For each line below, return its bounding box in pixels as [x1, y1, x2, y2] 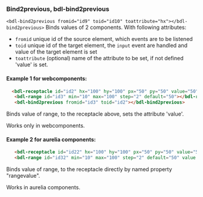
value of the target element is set [14, 48, 98, 55]
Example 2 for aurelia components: [6, 136, 96, 143]
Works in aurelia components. [6, 184, 80, 191]
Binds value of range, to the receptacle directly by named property [6, 166, 172, 173]
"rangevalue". [6, 172, 40, 180]
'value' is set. [14, 61, 48, 68]
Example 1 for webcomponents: [6, 75, 88, 82]
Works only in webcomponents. [6, 122, 85, 130]
